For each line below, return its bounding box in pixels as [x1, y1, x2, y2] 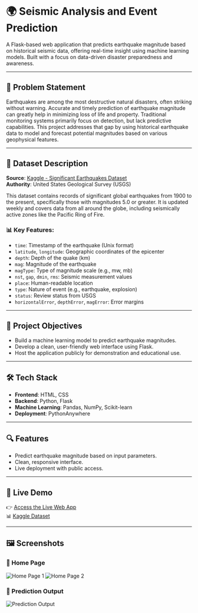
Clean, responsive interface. [14, 459, 84, 466]
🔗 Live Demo [6, 488, 53, 498]
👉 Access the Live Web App [6, 504, 77, 511]
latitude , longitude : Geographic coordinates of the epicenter [14, 248, 165, 255]
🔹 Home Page [6, 559, 45, 567]
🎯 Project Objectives [6, 321, 82, 331]
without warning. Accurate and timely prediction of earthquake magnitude [6, 104, 186, 111]
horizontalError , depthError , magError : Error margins [14, 298, 144, 305]
